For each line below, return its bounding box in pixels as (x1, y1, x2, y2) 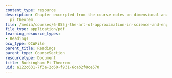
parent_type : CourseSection (5, 50, 66, 55)
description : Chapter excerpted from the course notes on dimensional (5, 12, 159, 17)
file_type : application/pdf (5, 27, 66, 32)
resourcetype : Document (5, 55, 56, 61)
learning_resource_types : (5, 31, 60, 36)
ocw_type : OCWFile (5, 41, 45, 46)
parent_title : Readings (5, 46, 56, 51)
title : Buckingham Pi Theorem (5, 60, 70, 65)
